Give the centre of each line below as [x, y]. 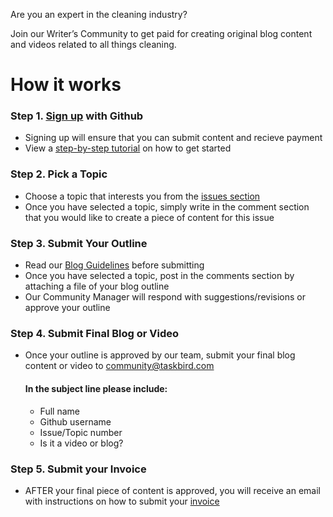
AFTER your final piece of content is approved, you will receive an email [172, 490]
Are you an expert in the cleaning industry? [99, 14]
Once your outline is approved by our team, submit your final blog [160, 355]
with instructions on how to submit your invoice [122, 501]
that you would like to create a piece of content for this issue [149, 217]
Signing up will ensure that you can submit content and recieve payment [173, 138]
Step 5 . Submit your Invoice [78, 469]
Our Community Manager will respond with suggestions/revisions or [165, 297]
